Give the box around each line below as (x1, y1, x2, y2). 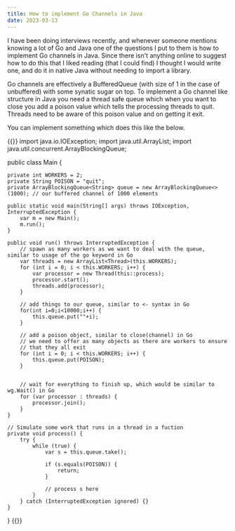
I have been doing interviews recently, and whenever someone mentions (7, 36, 217, 44)
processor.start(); (32, 276, 90, 283)
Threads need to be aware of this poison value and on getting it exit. (7, 110, 205, 118)
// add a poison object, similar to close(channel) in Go (20, 331, 193, 338)
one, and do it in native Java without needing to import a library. (7, 66, 192, 75)
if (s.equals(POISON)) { (44, 461, 118, 468)
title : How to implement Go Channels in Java (7, 10, 142, 18)
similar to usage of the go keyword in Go (7, 251, 133, 259)
